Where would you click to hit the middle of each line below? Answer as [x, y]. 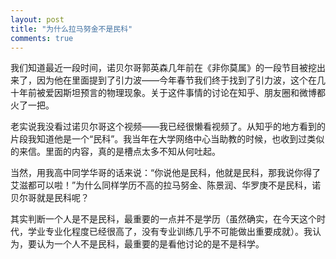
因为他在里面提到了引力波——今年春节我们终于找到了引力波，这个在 [176, 80]
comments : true [42, 38]
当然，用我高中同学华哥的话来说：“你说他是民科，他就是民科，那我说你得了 [166, 173]
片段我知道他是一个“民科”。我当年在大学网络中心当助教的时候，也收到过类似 [167, 139]
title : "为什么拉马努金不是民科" [71, 29]
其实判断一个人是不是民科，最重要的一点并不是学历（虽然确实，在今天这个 [163, 219]
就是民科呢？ [63, 198]
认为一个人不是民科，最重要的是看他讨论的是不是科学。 [150, 244]
